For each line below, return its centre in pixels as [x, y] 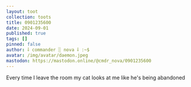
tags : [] [17, 39]
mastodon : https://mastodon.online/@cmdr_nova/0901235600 [79, 61]
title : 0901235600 [29, 22]
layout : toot [22, 11]
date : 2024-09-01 [27, 28]
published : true [26, 34]
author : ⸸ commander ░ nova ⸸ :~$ [48, 50]
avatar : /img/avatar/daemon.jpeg [47, 55]
